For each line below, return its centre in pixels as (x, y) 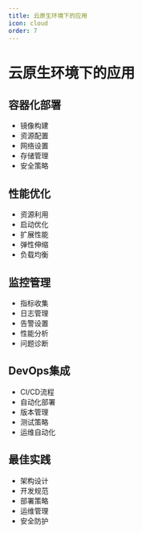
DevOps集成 (39, 371)
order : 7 (23, 31)
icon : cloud (28, 23)
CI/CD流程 (37, 392)
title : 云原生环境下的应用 (48, 16)
